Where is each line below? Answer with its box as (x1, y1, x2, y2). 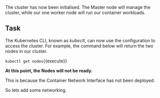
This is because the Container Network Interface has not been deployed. (5, 77, 155, 83)
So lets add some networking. (5, 87, 66, 93)
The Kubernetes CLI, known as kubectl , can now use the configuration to (5, 37, 156, 43)
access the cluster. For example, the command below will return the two (5, 43, 153, 49)
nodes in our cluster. (5, 48, 47, 54)
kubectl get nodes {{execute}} (5, 58, 67, 64)
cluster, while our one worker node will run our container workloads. (5, 10, 146, 16)
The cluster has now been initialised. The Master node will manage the (5, 5, 151, 10)
